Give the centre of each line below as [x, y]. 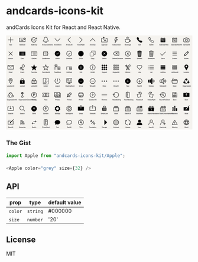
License [21, 239]
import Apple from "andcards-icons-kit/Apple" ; [66, 156]
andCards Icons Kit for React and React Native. [64, 27]
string [35, 212]
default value [65, 202]
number [35, 220]
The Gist [19, 143]
